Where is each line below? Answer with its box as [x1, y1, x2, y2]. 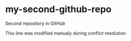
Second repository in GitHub [5, 20, 65, 26]
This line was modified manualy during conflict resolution [5, 30, 126, 36]
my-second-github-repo [5, 4, 112, 15]
